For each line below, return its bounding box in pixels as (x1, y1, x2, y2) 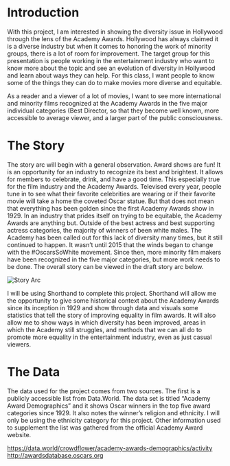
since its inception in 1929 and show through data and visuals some (7, 303, 198, 312)
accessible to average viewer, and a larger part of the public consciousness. (7, 113, 223, 121)
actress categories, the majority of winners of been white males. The (7, 226, 203, 234)
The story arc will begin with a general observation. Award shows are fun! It (7, 160, 221, 169)
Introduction (7, 5, 80, 21)
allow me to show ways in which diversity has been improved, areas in (7, 318, 206, 327)
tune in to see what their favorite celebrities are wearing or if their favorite (7, 189, 216, 198)
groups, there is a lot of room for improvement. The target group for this (7, 49, 211, 58)
